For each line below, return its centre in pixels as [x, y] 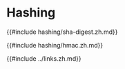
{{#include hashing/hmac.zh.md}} [55, 45]
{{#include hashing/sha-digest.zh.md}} [62, 32]
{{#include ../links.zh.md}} [44, 58]
